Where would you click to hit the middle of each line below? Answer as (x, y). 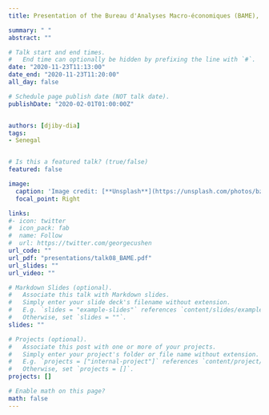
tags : (17, 133)
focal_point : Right (48, 199)
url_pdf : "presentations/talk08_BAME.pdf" (80, 258)
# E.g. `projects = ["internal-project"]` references (103, 362)
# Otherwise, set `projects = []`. (71, 369)
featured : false (35, 169)
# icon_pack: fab (39, 228)
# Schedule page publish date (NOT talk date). (89, 96)
